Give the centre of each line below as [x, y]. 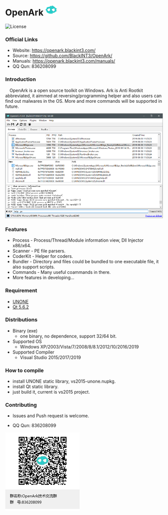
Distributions [21, 320]
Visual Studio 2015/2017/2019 [50, 357]
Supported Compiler [33, 352]
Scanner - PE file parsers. [39, 251]
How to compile [24, 370]
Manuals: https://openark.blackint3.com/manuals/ [64, 61]
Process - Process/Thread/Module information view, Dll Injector [78, 240]
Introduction [20, 79]
